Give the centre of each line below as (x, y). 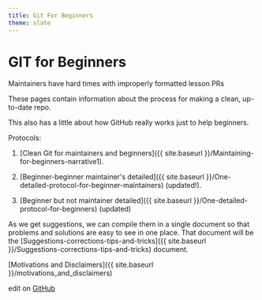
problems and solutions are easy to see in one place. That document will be (131, 233)
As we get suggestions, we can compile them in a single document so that (129, 224)
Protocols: (25, 138)
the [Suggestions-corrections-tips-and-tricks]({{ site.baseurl (107, 241)
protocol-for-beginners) (58, 209)
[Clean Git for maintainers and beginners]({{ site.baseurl (111, 153)
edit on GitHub (32, 288)
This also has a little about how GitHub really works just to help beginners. (129, 122)
